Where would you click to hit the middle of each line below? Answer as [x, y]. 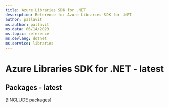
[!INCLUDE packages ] [28, 100]
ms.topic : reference [27, 34]
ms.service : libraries [29, 44]
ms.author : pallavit [27, 24]
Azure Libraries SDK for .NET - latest [85, 68]
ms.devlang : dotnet [26, 39]
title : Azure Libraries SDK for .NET [46, 10]
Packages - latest [34, 88]
